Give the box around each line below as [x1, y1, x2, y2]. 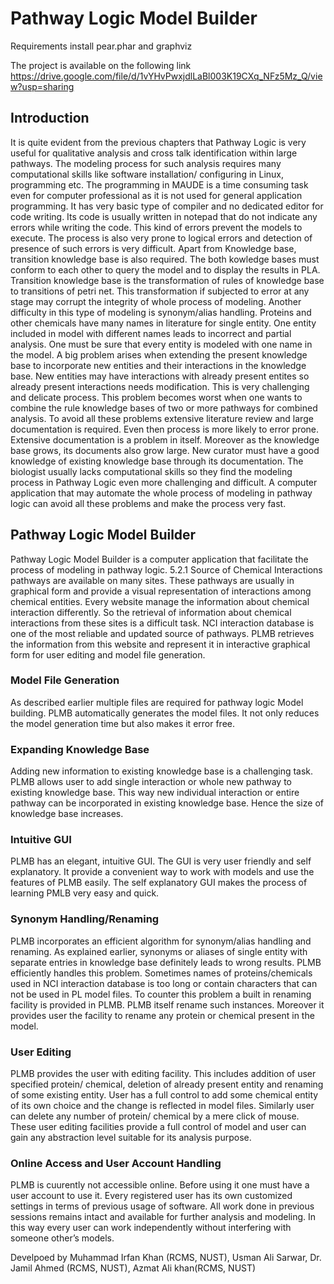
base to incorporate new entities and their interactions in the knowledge [10, 359, 307, 371]
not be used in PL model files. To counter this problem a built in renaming [10, 988, 312, 1000]
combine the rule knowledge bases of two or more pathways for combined [10, 402, 318, 414]
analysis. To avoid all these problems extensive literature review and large [10, 412, 314, 424]
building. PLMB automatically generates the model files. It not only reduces [10, 707, 320, 719]
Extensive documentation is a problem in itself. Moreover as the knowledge [10, 433, 320, 446]
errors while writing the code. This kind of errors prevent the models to [10, 221, 303, 233]
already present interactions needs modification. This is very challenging [10, 380, 310, 392]
